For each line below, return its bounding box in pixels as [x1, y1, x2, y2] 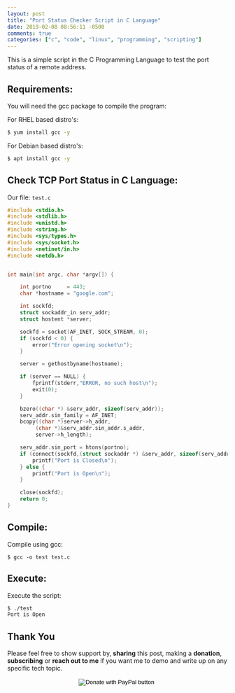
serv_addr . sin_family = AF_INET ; [20, 412, 117, 419]
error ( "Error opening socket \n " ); [32, 341, 133, 349]
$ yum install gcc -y [7, 129, 71, 136]
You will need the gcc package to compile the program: [7, 101, 166, 110]
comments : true [7, 29, 52, 37]
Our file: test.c [7, 193, 51, 202]
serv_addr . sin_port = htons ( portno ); [20, 444, 130, 451]
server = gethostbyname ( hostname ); [20, 360, 124, 367]
